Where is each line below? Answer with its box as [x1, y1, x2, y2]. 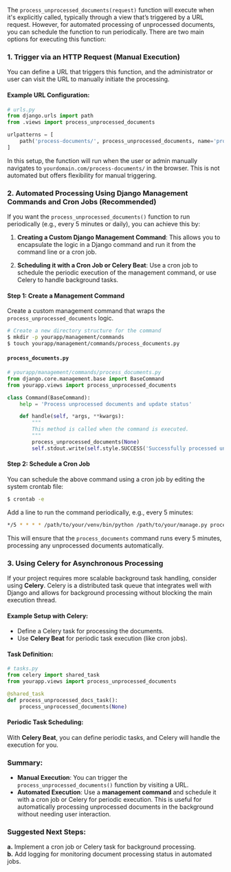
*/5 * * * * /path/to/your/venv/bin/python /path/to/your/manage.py [7, 521, 208, 528]
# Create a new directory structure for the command [7, 327, 162, 334]
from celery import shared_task [7, 672, 100, 679]
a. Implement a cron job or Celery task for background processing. [7, 842, 196, 851]
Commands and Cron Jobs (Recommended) [7, 197, 157, 206]
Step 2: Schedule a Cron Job [7, 460, 91, 468]
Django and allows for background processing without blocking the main [7, 588, 213, 597]
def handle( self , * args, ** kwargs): [19, 413, 125, 420]
